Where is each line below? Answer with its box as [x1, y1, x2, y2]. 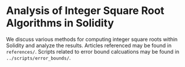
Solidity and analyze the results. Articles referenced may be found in [6, 42, 172, 49]
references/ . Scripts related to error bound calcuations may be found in [6, 48, 180, 55]
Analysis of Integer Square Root [6, 4, 164, 17]
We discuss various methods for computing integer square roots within [6, 36, 178, 43]
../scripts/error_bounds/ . [6, 54, 71, 61]
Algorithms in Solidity [6, 16, 115, 30]
